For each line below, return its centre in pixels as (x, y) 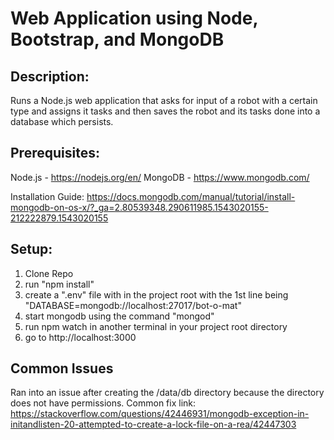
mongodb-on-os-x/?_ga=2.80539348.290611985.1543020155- (139, 207)
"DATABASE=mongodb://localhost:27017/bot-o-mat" (133, 305)
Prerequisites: (55, 153)
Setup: (31, 249)
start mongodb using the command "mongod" (119, 316)
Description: (50, 76)
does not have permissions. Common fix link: (103, 403)
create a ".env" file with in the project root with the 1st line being (156, 294)
